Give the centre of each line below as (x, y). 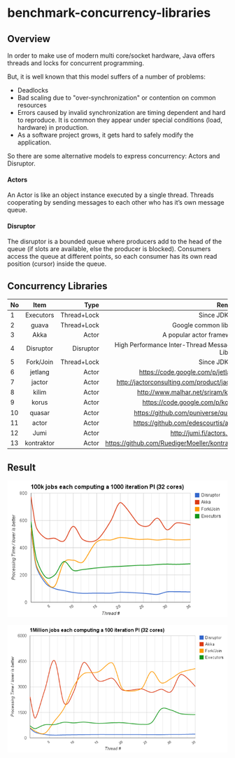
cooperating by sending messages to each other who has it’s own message (116, 203)
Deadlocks (33, 90)
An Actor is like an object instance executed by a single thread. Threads (111, 195)
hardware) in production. (53, 127)
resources (32, 105)
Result (22, 467)
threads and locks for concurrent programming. (76, 63)
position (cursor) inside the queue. (57, 264)
